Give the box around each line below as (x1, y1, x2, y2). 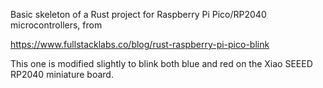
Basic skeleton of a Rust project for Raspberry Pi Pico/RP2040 (10, 9, 267, 20)
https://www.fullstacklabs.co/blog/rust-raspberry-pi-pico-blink (10, 39, 270, 50)
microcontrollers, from (10, 19, 103, 31)
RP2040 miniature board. (10, 69, 114, 80)
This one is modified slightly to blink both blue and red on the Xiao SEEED (10, 58, 313, 69)
